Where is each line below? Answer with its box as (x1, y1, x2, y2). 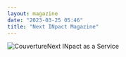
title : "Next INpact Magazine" (7, 23, 99, 30)
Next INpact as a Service (46, 42, 120, 51)
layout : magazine (7, 10, 58, 17)
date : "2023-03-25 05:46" (7, 17, 83, 24)
